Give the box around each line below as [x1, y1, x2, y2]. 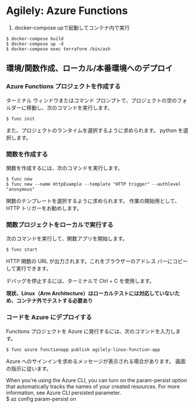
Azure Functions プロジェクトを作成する [6, 82, 121, 91]
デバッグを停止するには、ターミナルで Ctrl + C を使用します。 [6, 278, 155, 285]
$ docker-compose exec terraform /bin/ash [6, 46, 111, 52]
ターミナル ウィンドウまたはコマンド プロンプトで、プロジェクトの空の [6, 96, 177, 103]
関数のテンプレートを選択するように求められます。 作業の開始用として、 [6, 197, 180, 204]
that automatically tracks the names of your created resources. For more [6, 383, 180, 390]
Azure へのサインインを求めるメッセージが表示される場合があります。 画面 [6, 358, 186, 365]
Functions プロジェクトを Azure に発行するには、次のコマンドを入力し [6, 327, 176, 334]
